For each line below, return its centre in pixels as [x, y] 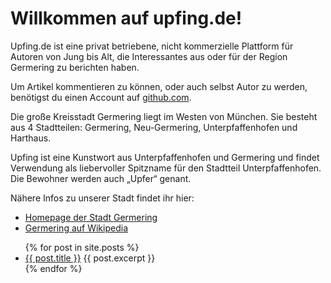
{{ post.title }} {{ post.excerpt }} [90, 258]
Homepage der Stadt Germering [91, 217]
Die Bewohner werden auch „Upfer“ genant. [101, 178]
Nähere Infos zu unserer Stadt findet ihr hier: [102, 198]
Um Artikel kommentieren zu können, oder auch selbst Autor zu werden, [159, 86]
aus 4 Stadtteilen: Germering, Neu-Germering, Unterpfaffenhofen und [154, 127]
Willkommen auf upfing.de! [126, 18]
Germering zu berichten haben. [75, 67]
